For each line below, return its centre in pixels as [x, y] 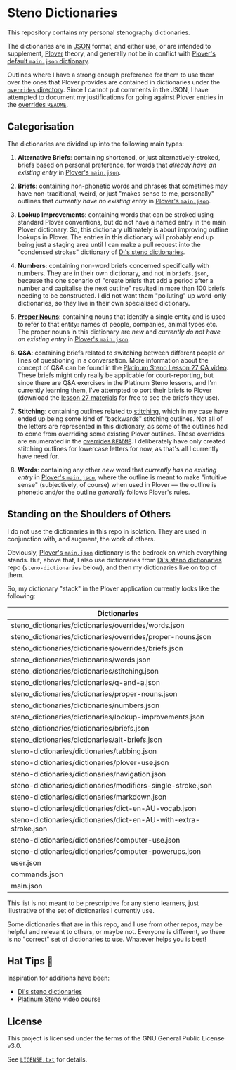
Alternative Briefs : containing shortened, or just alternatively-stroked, [119, 157]
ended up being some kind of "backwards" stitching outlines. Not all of [120, 418]
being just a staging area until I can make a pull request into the [109, 244]
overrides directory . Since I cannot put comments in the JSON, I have [108, 89]
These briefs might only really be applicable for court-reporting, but [115, 375]
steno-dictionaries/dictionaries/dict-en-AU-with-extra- [105, 819]
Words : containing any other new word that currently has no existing [117, 470]
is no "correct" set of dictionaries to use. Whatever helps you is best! [107, 939]
